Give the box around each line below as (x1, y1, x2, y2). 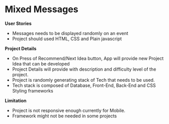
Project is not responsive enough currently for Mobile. (12, 107, 126, 113)
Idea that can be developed (12, 60, 70, 67)
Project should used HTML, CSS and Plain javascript (12, 36, 122, 42)
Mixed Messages (5, 4, 78, 15)
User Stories (5, 20, 32, 26)
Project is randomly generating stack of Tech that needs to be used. (12, 77, 155, 83)
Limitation (5, 98, 26, 104)
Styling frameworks (12, 87, 53, 94)
